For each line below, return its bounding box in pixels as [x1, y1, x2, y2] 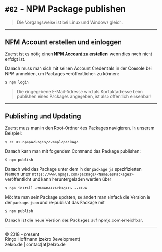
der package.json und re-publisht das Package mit [5, 199, 105, 205]
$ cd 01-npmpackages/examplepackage [5, 140, 79, 144]
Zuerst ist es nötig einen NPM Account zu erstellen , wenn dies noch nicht [5, 51, 153, 57]
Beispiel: [5, 130, 22, 136]
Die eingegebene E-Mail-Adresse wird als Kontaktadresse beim [16, 88, 143, 94]
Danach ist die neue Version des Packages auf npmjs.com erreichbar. [5, 217, 144, 223]
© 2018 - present [5, 231, 40, 237]
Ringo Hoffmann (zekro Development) [5, 236, 81, 242]
